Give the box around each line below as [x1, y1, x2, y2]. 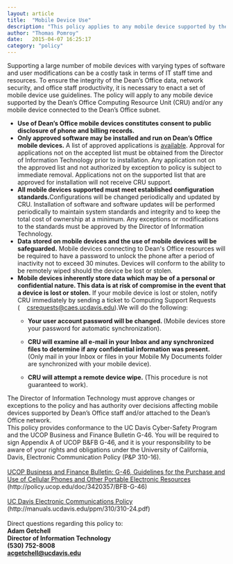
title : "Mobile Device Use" [7, 17, 92, 24]
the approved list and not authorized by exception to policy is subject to [17, 164, 222, 171]
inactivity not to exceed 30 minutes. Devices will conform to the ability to [17, 259, 225, 267]
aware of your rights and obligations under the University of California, [7, 445, 209, 454]
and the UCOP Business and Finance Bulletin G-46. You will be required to [7, 431, 219, 439]
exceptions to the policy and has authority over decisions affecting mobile [7, 402, 218, 409]
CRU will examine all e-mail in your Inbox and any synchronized [27, 338, 214, 345]
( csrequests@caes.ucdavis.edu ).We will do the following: [17, 303, 189, 311]
